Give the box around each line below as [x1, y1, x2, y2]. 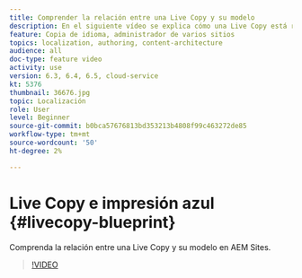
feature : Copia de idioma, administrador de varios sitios [9, 30, 235, 39]
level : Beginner [9, 113, 70, 122]
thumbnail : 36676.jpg [9, 88, 91, 97]
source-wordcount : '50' [9, 138, 99, 147]
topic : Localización [9, 96, 87, 106]
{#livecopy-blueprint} [9, 212, 176, 232]
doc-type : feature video [9, 55, 102, 64]
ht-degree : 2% [9, 146, 63, 155]
